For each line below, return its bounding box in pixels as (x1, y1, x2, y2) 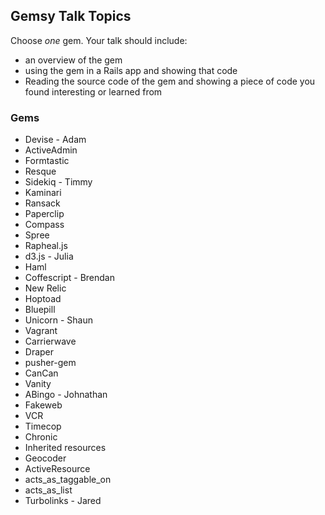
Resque (24, 165, 57, 178)
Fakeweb (24, 399, 63, 411)
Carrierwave (24, 335, 77, 348)
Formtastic (24, 155, 70, 167)
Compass (24, 219, 65, 231)
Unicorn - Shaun (24, 314, 94, 326)
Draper (24, 346, 55, 358)
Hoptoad (24, 293, 62, 305)
